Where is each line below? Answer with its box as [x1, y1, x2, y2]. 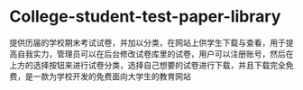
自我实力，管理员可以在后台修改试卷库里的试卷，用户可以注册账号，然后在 [16, 48, 294, 59]
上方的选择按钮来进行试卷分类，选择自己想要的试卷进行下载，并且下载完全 [9, 59, 286, 70]
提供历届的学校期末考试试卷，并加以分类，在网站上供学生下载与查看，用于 [9, 37, 286, 48]
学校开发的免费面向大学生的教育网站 [56, 70, 191, 82]
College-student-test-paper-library [9, 6, 281, 27]
